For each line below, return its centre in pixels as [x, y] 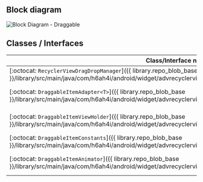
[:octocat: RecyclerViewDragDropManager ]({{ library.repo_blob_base [104, 71]
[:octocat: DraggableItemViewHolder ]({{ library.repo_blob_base [97, 116]
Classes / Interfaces [45, 44]
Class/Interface [169, 60]
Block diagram [34, 10]
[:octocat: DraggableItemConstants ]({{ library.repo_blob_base [96, 137]
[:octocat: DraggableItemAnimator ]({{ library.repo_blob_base [94, 158]
